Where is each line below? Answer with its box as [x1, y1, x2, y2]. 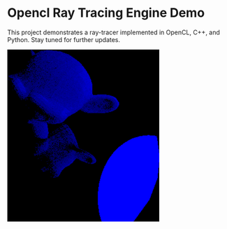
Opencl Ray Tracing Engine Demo [7, 5, 205, 21]
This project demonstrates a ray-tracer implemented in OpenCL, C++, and [7, 28, 220, 36]
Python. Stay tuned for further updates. [7, 35, 121, 43]
